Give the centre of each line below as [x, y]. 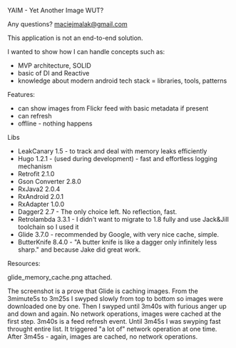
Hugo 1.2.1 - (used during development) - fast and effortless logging [117, 159]
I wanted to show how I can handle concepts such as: [86, 52]
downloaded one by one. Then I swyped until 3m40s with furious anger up [117, 306]
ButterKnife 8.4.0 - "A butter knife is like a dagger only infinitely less [117, 242]
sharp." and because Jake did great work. [79, 250]
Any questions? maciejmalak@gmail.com [67, 24]
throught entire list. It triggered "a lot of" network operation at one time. [112, 329]
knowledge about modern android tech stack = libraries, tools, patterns [122, 81]
